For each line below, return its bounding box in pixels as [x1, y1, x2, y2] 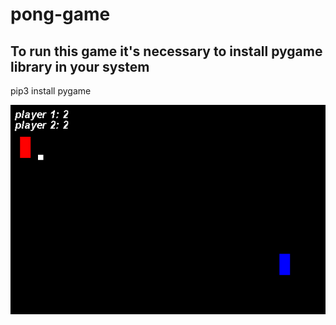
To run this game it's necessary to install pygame [10, 43, 323, 60]
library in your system [10, 58, 150, 75]
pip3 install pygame [10, 85, 92, 97]
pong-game [10, 3, 111, 26]
